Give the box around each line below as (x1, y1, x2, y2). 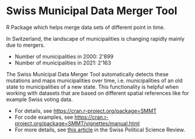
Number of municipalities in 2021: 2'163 (14, 59, 111, 66)
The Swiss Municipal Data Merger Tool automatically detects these (6, 70, 169, 77)
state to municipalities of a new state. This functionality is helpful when (6, 83, 179, 90)
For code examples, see (14, 114, 73, 121)
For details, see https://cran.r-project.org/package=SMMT (14, 107, 157, 114)
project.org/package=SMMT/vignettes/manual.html (14, 119, 140, 127)
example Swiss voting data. (6, 96, 73, 103)
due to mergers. (6, 41, 45, 49)
